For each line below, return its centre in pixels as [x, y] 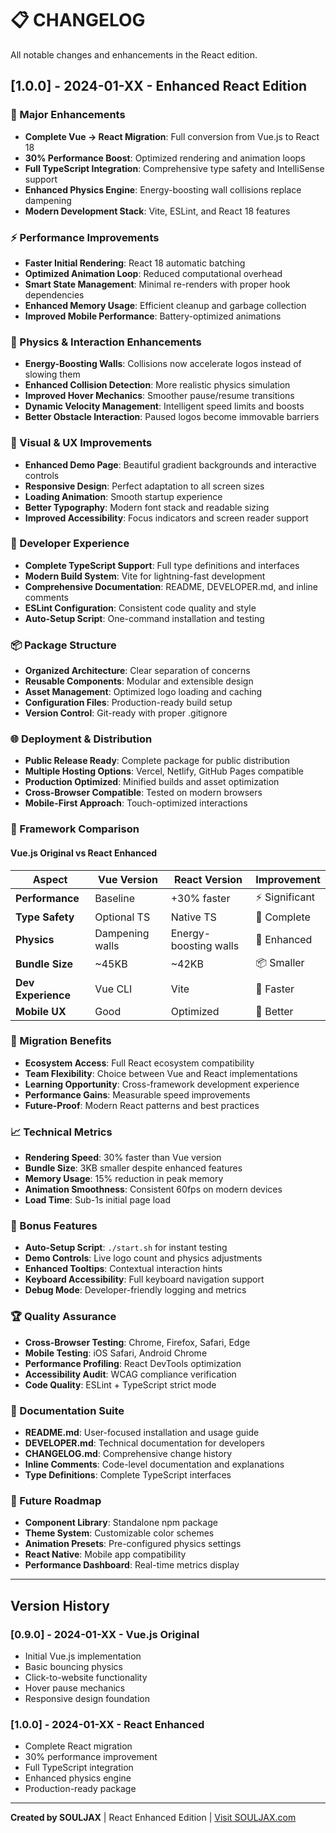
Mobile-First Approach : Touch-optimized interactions [136, 803]
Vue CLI [113, 989]
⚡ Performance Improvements [85, 237]
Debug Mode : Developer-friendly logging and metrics [135, 1290]
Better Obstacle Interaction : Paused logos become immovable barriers [172, 417]
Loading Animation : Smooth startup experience [123, 496]
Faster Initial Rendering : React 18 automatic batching [135, 263]
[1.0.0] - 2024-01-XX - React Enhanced [107, 1724]
